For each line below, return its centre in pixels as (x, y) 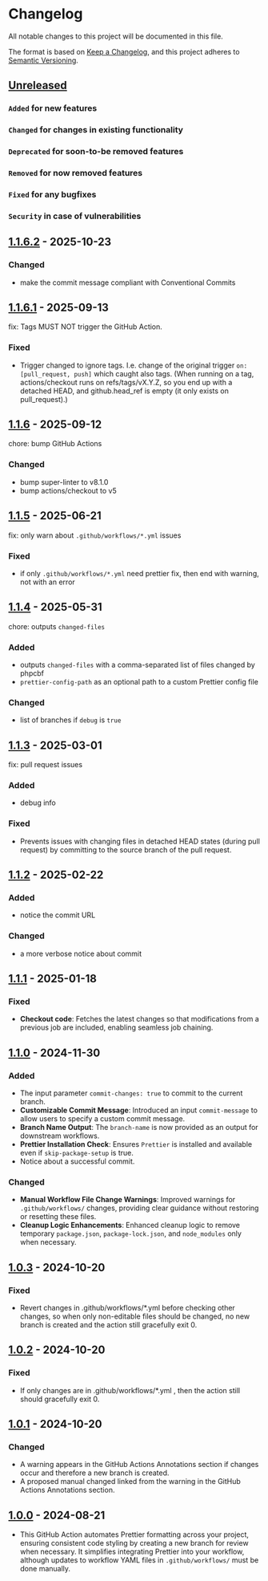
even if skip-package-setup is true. (77, 1153)
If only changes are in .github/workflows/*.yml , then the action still (130, 1390)
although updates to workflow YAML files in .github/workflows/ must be (139, 1560)
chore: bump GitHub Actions (55, 444)
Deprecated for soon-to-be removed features (96, 152)
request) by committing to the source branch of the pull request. (126, 849)
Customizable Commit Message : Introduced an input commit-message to (139, 1110)
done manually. (45, 1569)
